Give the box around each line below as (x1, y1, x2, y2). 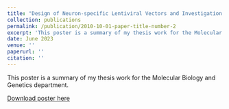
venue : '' (7, 42, 36, 49)
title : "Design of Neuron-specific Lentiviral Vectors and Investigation (7, 10, 223, 17)
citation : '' (7, 55, 45, 62)
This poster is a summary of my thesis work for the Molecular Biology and (7, 73, 216, 82)
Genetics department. (7, 80, 69, 89)
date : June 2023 (7, 36, 53, 43)
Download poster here (7, 94, 71, 102)
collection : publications (7, 16, 81, 23)
